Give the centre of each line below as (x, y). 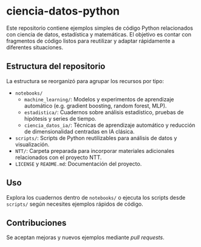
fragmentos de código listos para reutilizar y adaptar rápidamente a (90, 41)
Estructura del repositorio (56, 66)
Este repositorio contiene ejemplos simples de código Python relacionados (100, 28)
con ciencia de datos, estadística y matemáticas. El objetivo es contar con (99, 34)
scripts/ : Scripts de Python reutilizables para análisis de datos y (96, 138)
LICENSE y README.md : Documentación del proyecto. (78, 164)
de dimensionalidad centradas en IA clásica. (79, 131)
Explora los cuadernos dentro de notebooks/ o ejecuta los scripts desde (96, 197)
